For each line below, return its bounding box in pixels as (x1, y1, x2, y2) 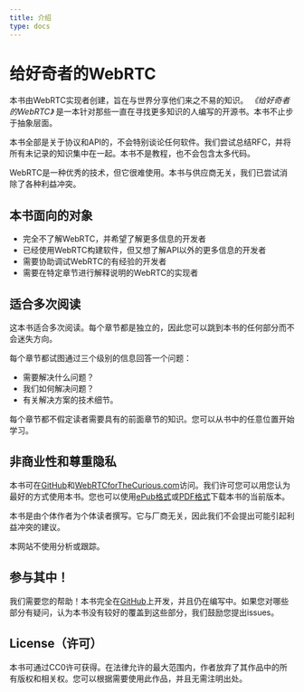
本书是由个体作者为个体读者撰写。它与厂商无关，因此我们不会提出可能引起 (9, 510, 287, 521)
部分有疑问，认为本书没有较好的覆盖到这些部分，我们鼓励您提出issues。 (9, 607, 279, 618)
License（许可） (9, 636, 102, 651)
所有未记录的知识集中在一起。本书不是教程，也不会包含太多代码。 (9, 148, 255, 159)
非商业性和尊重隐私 (9, 454, 117, 469)
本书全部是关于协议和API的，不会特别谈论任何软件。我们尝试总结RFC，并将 (9, 137, 291, 147)
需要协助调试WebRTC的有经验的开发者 (22, 256, 167, 267)
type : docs (9, 22, 51, 31)
